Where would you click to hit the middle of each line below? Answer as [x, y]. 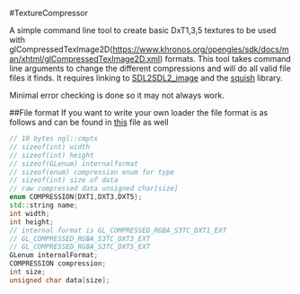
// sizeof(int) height [52, 155]
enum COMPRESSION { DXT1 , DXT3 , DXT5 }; [76, 197]
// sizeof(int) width [50, 147]
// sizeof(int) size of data [64, 180]
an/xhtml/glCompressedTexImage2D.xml [84, 59]
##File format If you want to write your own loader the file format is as [139, 112]
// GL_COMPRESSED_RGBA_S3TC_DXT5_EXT [80, 247]
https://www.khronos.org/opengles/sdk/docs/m [200, 49]
